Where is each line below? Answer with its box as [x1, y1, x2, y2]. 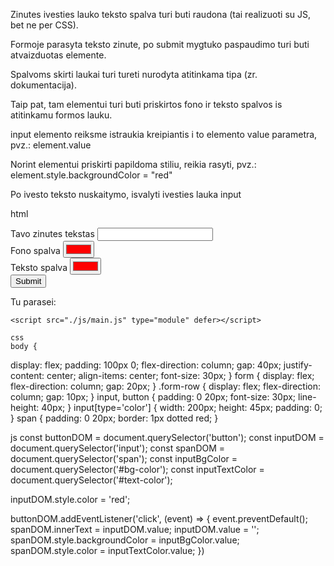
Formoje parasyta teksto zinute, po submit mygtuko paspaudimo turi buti [10, 39, 310, 50]
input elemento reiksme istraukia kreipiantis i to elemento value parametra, [10, 129, 318, 140]
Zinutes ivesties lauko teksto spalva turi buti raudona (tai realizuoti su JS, [10, 9, 312, 20]
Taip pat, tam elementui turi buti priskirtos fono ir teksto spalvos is [10, 99, 283, 110]
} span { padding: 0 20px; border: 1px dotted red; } [10, 412, 219, 424]
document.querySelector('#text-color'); [10, 474, 173, 486]
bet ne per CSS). [10, 19, 79, 31]
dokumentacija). [10, 79, 77, 91]
